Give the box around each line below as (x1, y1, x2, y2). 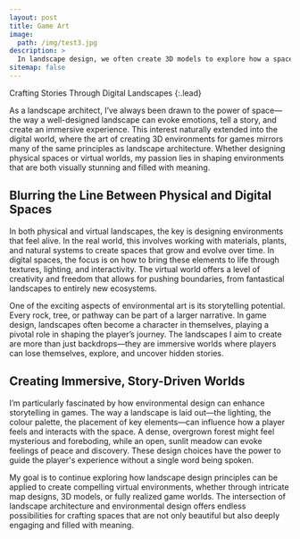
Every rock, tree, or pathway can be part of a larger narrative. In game (9, 310, 267, 321)
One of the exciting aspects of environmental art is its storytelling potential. (9, 300, 286, 311)
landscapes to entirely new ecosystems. (9, 283, 158, 294)
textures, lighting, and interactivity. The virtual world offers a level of (9, 263, 261, 274)
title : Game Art (9, 21, 70, 30)
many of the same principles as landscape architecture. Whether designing (9, 142, 286, 153)
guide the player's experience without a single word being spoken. (9, 454, 254, 466)
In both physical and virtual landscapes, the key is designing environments (9, 226, 284, 236)
